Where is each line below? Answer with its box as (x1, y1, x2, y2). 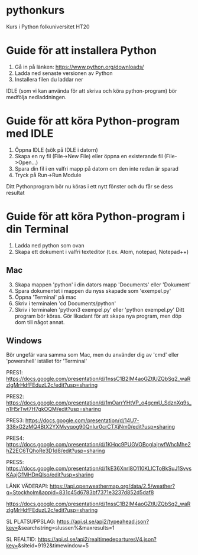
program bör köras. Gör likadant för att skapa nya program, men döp (14, 312, 182, 319)
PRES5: (6, 459, 24, 466)
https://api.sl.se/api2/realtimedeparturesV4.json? (37, 536, 157, 543)
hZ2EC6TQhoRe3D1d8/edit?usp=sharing (6, 447, 105, 455)
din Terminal (6, 223, 69, 236)
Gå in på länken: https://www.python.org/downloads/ (14, 63, 144, 70)
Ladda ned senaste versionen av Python (14, 69, 113, 77)
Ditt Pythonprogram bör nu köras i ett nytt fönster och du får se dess (6, 182, 173, 190)
